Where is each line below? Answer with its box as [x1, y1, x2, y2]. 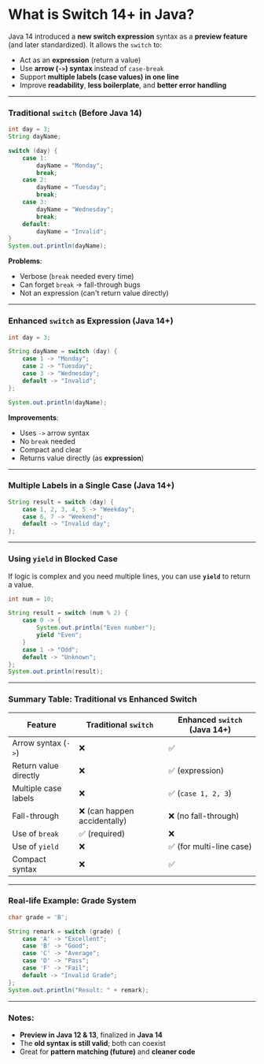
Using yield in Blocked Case [8, 553, 118, 564]
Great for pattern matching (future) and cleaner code [19, 1047, 196, 1056]
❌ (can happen [79, 805, 134, 817]
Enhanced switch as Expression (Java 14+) [8, 315, 174, 326]
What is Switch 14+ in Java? [8, 6, 195, 24]
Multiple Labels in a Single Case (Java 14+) [8, 480, 175, 491]
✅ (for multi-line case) [168, 841, 252, 852]
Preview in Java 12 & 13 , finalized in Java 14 [19, 1030, 163, 1040]
